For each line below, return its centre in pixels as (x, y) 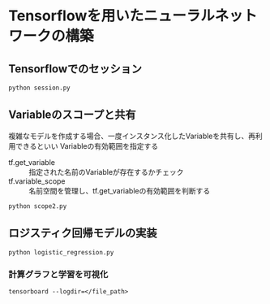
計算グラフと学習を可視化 (58, 274)
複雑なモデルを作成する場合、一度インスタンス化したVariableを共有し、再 (132, 136)
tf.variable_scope (37, 181)
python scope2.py (38, 206)
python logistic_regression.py (61, 252)
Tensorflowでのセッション (75, 69)
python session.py (39, 88)
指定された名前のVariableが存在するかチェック (106, 172)
